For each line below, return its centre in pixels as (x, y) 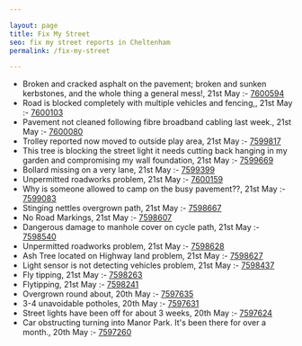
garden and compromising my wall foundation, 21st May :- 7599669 (148, 160)
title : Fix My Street (50, 34)
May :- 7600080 (53, 132)
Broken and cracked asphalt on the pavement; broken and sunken (144, 84)
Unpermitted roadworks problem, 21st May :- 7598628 (123, 246)
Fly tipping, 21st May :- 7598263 (82, 275)
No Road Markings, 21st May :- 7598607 (97, 217)
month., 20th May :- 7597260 (77, 333)
